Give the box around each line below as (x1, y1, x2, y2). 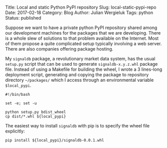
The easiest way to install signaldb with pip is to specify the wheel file (5, 123, 150, 128)
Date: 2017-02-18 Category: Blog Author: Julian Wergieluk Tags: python (5, 10, 153, 16)
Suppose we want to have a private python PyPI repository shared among (5, 25, 157, 31)
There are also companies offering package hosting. (5, 46, 114, 52)
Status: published (5, 15, 42, 21)
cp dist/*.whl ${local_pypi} (5, 114, 66, 119)
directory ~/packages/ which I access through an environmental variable (5, 77, 154, 83)
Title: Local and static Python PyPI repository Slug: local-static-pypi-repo (5, 5, 156, 10)
